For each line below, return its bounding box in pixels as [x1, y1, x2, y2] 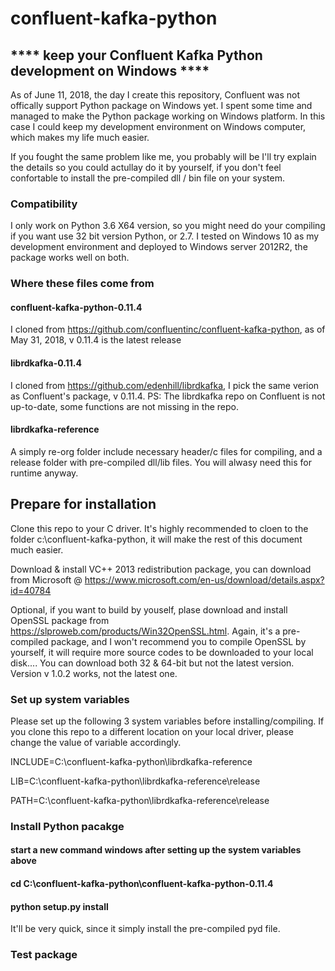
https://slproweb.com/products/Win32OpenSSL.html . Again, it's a [10, 625, 281, 637]
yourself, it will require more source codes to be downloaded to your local [10, 646, 314, 658]
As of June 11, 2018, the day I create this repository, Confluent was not [10, 89, 300, 101]
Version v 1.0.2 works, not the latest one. [10, 667, 178, 679]
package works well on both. [10, 252, 130, 264]
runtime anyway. [10, 467, 79, 479]
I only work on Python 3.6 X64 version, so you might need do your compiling [10, 220, 326, 232]
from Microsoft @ [10, 573, 83, 586]
